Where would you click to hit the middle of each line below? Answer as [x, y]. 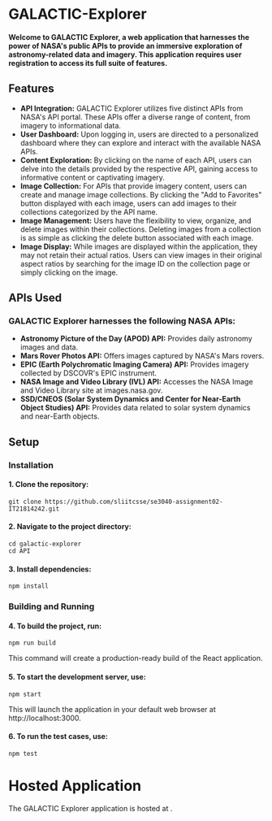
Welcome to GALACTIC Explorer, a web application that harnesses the [129, 37]
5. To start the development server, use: [77, 676]
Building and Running [52, 606]
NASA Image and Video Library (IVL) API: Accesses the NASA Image [136, 382]
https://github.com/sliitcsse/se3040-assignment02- [134, 502]
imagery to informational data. [71, 125]
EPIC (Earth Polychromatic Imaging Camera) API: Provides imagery [134, 365]
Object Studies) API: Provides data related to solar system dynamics [135, 408]
